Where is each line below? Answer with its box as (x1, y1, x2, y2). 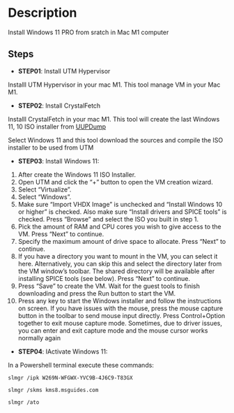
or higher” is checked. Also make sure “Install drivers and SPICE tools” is (17, 208, 227, 216)
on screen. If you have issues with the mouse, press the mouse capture (17, 304, 224, 312)
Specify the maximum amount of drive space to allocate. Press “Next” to (17, 237, 226, 245)
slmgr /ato (8, 398, 40, 406)
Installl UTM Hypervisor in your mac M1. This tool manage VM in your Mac (8, 80, 221, 89)
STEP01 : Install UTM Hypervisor (17, 66, 111, 75)
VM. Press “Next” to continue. (17, 229, 104, 238)
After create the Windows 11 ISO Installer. (17, 170, 136, 179)
